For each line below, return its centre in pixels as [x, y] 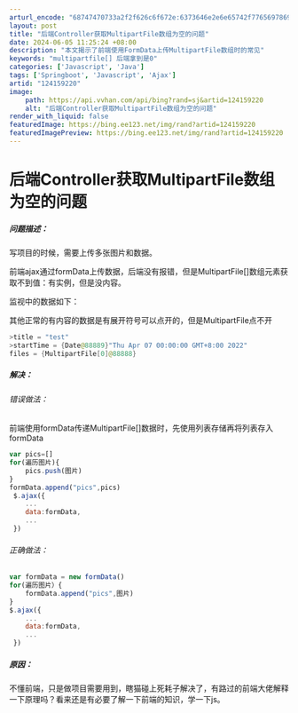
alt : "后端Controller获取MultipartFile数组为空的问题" [121, 108]
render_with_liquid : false [59, 116]
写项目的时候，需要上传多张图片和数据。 [83, 253]
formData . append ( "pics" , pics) [65, 487]
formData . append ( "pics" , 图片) [80, 593]
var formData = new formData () [67, 577]
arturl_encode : [37, 17]
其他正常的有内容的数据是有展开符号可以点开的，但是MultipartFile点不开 [141, 321]
